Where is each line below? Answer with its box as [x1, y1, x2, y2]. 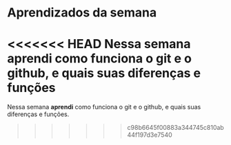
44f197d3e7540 [127, 131, 172, 139]
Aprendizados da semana [7, 5, 157, 21]
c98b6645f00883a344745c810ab [127, 124, 224, 132]
